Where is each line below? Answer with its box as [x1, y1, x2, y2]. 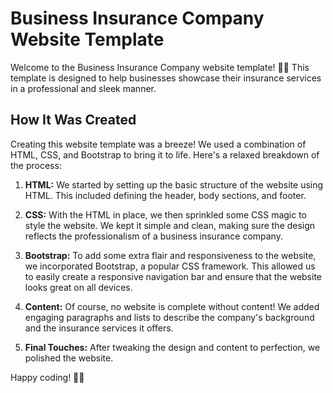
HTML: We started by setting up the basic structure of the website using [24, 178, 324, 191]
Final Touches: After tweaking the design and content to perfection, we [24, 341, 321, 353]
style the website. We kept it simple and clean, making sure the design [24, 219, 316, 231]
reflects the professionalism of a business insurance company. [24, 230, 283, 242]
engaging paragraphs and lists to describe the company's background [24, 311, 315, 323]
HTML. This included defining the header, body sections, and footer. [24, 189, 307, 201]
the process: [10, 159, 62, 171]
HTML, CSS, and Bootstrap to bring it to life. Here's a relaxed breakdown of [10, 148, 320, 161]
